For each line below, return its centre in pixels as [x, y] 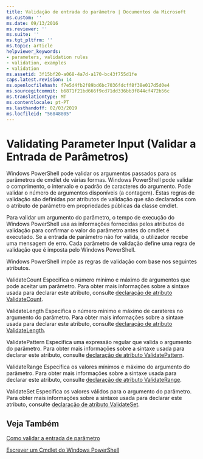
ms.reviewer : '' [27, 29]
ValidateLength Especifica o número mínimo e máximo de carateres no [95, 311]
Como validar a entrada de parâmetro [53, 438]
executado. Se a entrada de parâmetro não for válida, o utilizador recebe [97, 237]
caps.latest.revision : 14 [39, 80]
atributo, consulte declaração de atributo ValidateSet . [73, 404]
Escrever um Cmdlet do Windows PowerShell [63, 450]
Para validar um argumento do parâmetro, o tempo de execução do [91, 218]
